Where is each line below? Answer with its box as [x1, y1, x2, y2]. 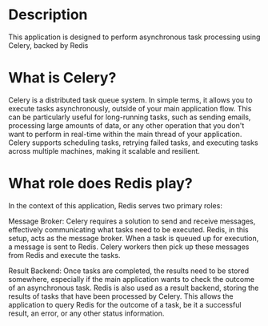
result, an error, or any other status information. [8, 308, 165, 318]
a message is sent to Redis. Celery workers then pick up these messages [8, 242, 250, 252]
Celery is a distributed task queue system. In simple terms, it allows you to [8, 95, 254, 105]
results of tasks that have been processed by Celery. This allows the [8, 291, 234, 301]
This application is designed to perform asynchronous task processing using [8, 32, 261, 42]
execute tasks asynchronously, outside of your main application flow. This [8, 103, 252, 113]
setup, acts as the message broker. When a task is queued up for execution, [8, 233, 259, 243]
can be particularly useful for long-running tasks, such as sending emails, [8, 112, 251, 122]
